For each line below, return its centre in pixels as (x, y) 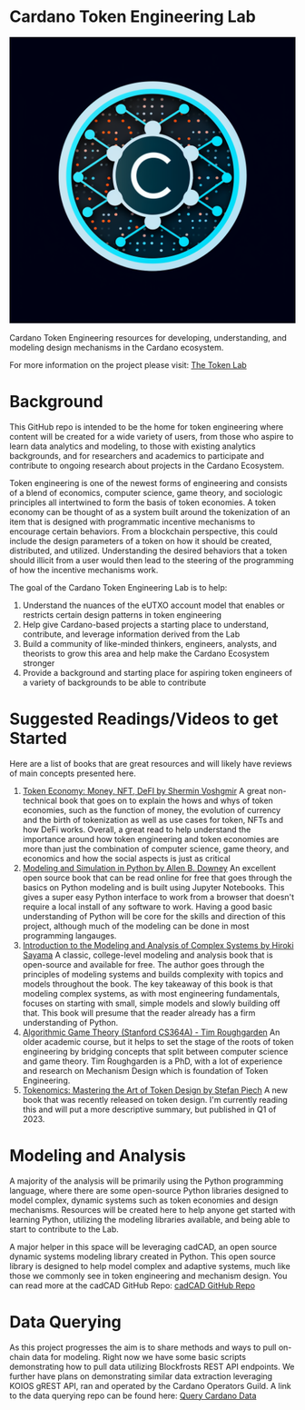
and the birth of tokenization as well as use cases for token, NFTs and (153, 819)
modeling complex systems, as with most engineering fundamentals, (151, 993)
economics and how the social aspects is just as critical (127, 858)
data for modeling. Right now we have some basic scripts (139, 1356)
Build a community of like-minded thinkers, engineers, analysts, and (149, 643)
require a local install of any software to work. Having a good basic (148, 907)
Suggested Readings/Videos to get (144, 719)
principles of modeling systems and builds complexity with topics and (153, 974)
